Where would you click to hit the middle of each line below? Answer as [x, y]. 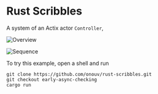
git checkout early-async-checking [52, 79]
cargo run [19, 85]
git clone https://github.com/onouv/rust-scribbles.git [79, 74]
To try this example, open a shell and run [58, 63]
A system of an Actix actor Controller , [55, 28]
